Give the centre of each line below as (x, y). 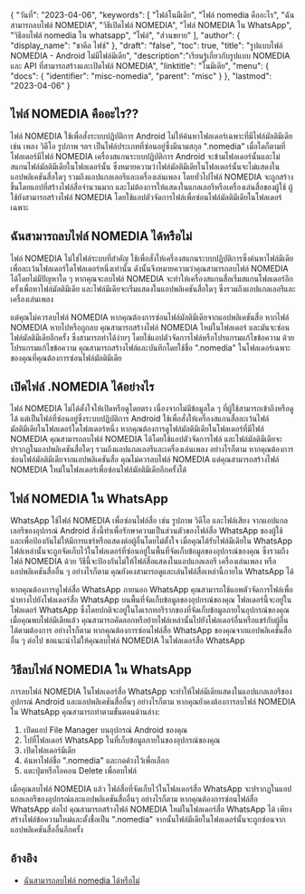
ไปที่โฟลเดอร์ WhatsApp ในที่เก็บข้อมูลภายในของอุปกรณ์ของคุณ (122, 740)
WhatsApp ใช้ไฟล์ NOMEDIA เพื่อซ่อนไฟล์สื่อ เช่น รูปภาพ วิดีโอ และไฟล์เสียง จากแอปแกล (149, 521)
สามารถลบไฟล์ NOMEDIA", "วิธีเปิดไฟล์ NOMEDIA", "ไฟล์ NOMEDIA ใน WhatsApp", (151, 25)
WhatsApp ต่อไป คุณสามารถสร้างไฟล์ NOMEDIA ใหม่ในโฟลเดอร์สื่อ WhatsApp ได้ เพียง (151, 809)
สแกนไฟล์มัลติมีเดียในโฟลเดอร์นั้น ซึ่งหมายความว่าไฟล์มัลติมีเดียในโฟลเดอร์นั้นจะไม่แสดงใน (145, 166)
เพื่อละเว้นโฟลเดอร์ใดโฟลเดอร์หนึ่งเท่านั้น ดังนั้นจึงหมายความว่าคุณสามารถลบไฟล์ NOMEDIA (149, 268)
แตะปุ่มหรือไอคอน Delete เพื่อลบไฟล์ (80, 771)
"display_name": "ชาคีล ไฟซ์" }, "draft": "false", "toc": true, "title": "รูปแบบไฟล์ (147, 45)
